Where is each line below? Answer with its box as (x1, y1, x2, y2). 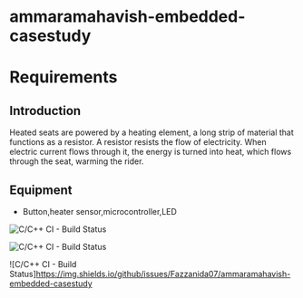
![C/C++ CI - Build (9, 259, 77, 269)
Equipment (9, 182, 73, 197)
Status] (9, 269, 36, 279)
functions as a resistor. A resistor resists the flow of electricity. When (9, 137, 268, 148)
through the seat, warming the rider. (9, 156, 144, 167)
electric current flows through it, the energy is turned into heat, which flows (9, 147, 292, 158)
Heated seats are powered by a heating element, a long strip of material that (9, 127, 295, 138)
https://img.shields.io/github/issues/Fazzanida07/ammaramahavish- (35, 269, 291, 279)
